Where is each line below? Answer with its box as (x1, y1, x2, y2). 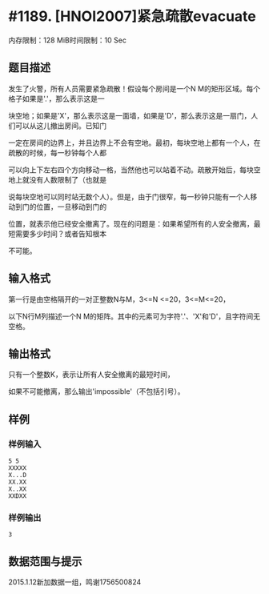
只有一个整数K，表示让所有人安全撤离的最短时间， (8, 370, 175, 379)
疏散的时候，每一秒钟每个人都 (8, 147, 106, 157)
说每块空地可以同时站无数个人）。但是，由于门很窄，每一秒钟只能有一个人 (8, 191, 251, 201)
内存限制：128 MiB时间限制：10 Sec (8, 35, 126, 45)
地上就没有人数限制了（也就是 (8, 175, 106, 184)
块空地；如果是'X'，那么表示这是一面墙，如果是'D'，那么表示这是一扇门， (8, 110, 251, 120)
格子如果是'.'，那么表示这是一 (8, 94, 106, 103)
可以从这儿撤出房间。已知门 (14, 121, 106, 130)
